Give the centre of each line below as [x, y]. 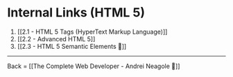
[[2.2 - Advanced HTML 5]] [56, 38]
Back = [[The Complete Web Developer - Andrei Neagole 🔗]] [94, 66]
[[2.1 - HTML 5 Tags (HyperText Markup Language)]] [92, 32]
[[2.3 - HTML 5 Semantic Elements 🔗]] [72, 46]
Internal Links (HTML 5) [76, 13]
